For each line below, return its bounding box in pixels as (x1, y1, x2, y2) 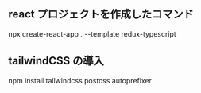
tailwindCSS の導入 (8, 54, 105, 68)
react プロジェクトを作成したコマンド (8, 7, 194, 21)
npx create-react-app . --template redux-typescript (8, 29, 176, 38)
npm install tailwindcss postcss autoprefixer (8, 76, 153, 85)
